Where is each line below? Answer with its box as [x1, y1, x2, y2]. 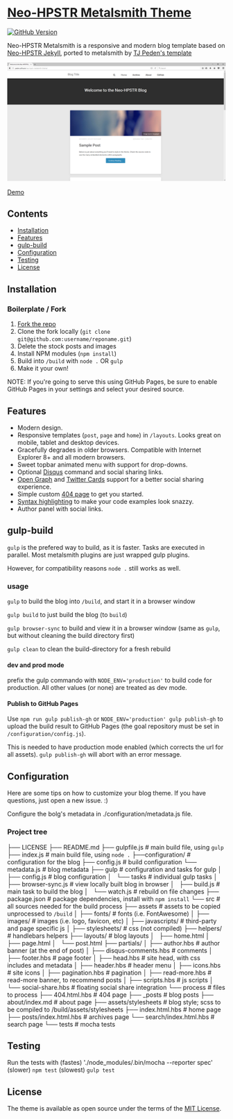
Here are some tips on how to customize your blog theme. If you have [7, 789, 207, 798]
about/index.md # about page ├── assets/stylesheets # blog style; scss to [7, 998, 221, 1006]
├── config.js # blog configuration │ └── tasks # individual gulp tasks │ [7, 873, 218, 881]
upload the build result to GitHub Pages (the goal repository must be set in [7, 722, 220, 730]
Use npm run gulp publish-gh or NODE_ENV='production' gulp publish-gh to [7, 715, 223, 723]
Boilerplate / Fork [7, 304, 67, 314]
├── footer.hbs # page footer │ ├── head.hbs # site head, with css [7, 953, 201, 962]
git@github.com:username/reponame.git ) [17, 335, 132, 343]
